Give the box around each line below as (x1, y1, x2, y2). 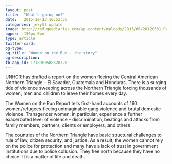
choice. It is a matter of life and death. (5, 154, 85, 160)
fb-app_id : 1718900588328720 (5, 60, 68, 65)
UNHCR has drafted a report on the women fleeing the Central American (5, 74, 158, 80)
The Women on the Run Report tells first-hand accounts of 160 (5, 100, 137, 107)
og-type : (5, 46, 24, 51)
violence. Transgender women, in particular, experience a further (5, 111, 142, 117)
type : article (5, 36, 36, 42)
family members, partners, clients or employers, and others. (5, 122, 132, 128)
